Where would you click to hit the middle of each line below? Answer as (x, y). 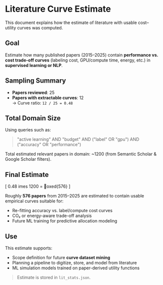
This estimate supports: (29, 248)
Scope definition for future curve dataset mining (61, 257)
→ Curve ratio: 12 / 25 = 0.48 (42, 103)
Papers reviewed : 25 (33, 92)
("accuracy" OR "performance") (49, 145)
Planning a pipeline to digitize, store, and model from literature (74, 263)
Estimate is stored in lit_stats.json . (54, 277)
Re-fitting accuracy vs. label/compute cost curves (62, 211)
